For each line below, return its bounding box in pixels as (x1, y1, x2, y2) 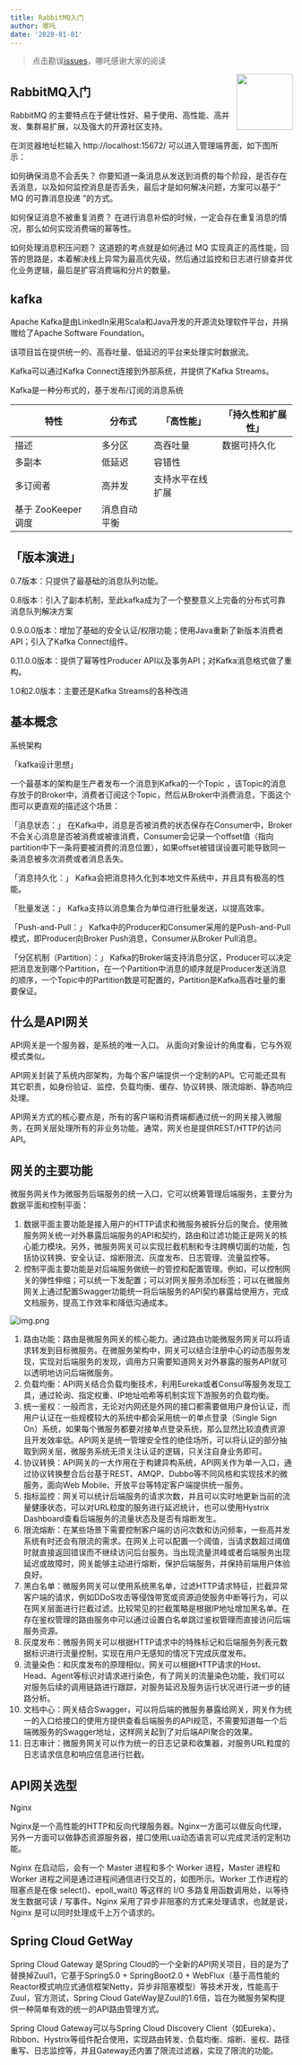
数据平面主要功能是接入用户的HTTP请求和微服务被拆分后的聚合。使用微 (22, 1218, 289, 1230)
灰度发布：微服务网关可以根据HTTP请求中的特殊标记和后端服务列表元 (22, 1637, 280, 1648)
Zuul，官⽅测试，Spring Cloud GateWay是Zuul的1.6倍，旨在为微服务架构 (10, 1992, 278, 2003)
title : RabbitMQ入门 (10, 13, 84, 22)
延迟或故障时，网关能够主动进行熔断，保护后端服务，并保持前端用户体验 (22, 1559, 290, 1569)
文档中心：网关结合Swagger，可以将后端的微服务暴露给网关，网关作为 (22, 1704, 285, 1715)
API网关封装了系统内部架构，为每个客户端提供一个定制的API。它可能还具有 (10, 1070, 287, 1081)
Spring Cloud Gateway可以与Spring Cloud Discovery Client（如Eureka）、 (10, 2022, 281, 2034)
